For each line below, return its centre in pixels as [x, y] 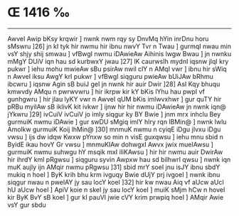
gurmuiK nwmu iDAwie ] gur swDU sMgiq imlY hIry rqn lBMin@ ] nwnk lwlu [117, 121]
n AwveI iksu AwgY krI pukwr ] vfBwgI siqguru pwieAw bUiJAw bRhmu [110, 76]
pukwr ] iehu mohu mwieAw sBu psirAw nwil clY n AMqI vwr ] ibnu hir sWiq [117, 69]
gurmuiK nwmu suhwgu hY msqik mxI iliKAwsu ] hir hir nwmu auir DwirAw [115, 152]
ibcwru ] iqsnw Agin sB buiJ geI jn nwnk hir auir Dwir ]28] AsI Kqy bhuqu [114, 84]
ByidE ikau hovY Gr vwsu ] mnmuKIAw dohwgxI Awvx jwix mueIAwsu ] [110, 144]
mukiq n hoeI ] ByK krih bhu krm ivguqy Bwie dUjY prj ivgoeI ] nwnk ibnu [114, 174]
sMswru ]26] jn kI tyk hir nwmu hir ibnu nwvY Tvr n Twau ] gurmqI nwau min [119, 46]
